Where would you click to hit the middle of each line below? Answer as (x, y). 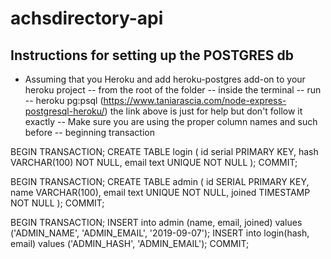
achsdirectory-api (87, 18)
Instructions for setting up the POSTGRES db (152, 55)
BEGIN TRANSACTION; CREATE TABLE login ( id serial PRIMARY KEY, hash (164, 151)
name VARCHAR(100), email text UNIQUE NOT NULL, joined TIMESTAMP (160, 192)
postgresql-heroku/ (64, 111)
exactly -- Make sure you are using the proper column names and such (171, 121)
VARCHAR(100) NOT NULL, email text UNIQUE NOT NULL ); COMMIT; (154, 162)
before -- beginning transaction (89, 132)
